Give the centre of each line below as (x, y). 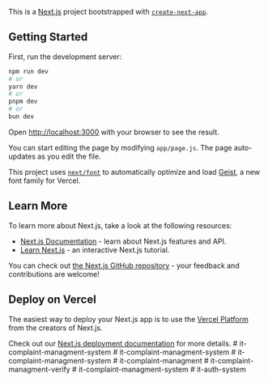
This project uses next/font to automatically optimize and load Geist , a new (134, 172)
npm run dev (28, 71)
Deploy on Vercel (53, 300)
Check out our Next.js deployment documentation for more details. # (123, 343)
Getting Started (48, 37)
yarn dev (23, 87)
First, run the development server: (65, 57)
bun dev (21, 117)
